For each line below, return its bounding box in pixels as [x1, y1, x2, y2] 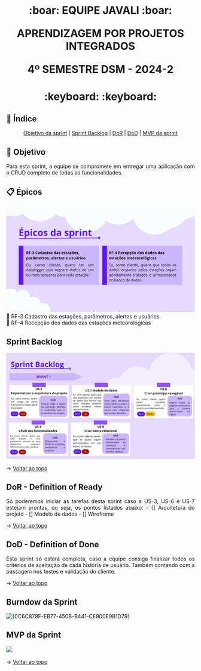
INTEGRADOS [65, 39, 136, 53]
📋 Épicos [6, 187, 42, 197]
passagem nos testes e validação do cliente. [6, 568, 116, 575]
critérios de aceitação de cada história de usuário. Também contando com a [6, 562, 195, 569]
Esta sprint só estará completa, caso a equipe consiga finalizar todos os [6, 555, 195, 562]
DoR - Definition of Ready [6, 482, 103, 492]
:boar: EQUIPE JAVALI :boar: [29, 4, 172, 17]
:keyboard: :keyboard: [44, 90, 157, 103]
